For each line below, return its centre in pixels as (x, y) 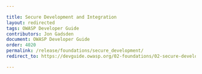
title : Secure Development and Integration (62, 17)
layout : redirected (31, 23)
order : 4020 (21, 45)
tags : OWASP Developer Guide (43, 28)
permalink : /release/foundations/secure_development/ (75, 51)
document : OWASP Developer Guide (48, 40)
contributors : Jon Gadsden (40, 34)
